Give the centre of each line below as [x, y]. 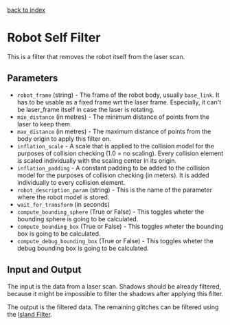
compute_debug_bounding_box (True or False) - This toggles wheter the [115, 240]
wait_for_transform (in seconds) [63, 204]
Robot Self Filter [54, 38]
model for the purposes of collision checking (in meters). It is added [113, 175]
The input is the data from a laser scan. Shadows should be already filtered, [114, 286]
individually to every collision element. [71, 182]
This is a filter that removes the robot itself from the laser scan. [96, 56]
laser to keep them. [44, 124]
